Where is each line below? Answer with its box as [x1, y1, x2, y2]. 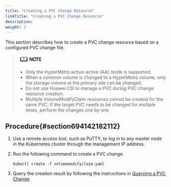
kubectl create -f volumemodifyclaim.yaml [12, 161, 105, 167]
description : [5, 19, 33, 24]
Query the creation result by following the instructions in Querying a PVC [12, 171, 166, 177]
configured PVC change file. [5, 45, 65, 51]
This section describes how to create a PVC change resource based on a [5, 39, 159, 46]
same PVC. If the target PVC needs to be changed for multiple [25, 101, 156, 108]
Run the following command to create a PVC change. [12, 151, 124, 157]
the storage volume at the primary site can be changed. [25, 80, 142, 86]
